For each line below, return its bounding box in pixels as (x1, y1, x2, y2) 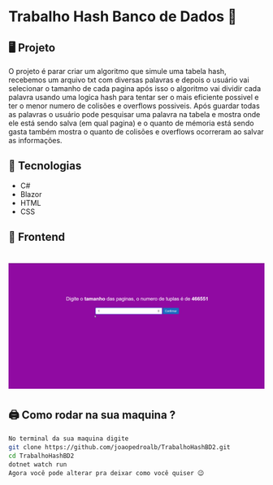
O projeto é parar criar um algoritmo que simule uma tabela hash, (8, 67, 227, 76)
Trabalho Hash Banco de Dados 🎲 (8, 7, 237, 26)
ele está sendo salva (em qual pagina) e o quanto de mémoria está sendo (8, 118, 254, 128)
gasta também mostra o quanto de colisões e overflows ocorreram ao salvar (8, 127, 264, 137)
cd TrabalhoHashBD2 (8, 452, 75, 461)
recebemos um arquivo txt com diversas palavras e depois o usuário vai (8, 75, 249, 85)
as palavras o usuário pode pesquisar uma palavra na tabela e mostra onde (8, 110, 261, 119)
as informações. (8, 136, 63, 145)
